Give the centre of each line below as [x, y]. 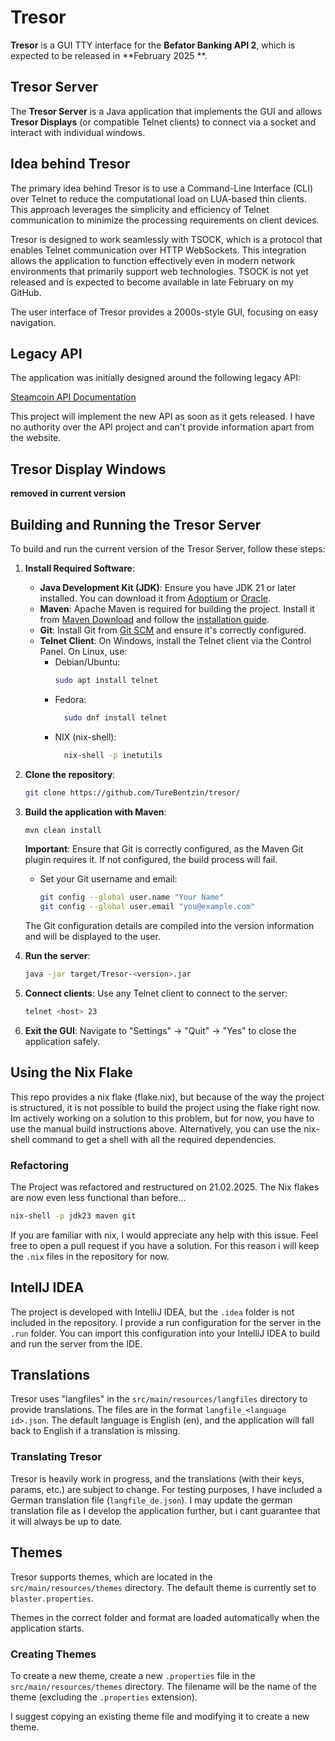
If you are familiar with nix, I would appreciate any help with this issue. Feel [164, 1235]
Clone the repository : [70, 774]
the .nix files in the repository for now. [90, 1256]
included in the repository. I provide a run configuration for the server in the [166, 1322]
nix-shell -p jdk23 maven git [73, 1216]
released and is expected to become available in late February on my [152, 282]
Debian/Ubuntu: [87, 662]
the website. [36, 438]
